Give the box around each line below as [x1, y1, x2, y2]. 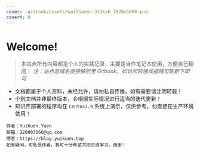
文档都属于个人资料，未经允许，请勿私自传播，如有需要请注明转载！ [14, 88, 183, 95]
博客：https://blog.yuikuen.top [6, 136, 84, 142]
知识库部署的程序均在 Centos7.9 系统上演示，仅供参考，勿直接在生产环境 [14, 102, 194, 110]
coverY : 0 [6, 14, 31, 20]
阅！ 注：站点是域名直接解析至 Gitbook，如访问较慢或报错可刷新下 [20, 68, 185, 75]
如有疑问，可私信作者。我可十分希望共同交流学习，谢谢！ [6, 142, 127, 148]
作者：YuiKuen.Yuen [6, 123, 52, 129]
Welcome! [6, 40, 58, 54]
